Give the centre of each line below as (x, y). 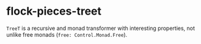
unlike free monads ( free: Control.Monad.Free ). (67, 34)
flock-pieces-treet (54, 11)
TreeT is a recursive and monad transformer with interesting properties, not (101, 28)
